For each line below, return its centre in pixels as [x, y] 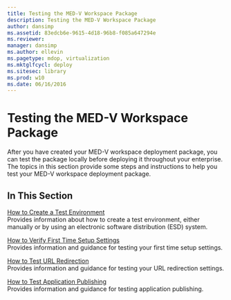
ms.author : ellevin [35, 52]
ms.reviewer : [26, 39]
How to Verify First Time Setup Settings [63, 240]
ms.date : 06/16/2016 [37, 84]
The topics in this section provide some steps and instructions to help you [112, 167]
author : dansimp [30, 26]
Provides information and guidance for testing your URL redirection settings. [116, 268]
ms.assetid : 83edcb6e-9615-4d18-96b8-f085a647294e [82, 33]
